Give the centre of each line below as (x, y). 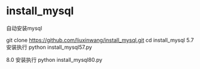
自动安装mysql (24, 28)
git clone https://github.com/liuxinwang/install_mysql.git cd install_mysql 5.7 (100, 40)
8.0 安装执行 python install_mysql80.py (54, 59)
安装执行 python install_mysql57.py (49, 47)
